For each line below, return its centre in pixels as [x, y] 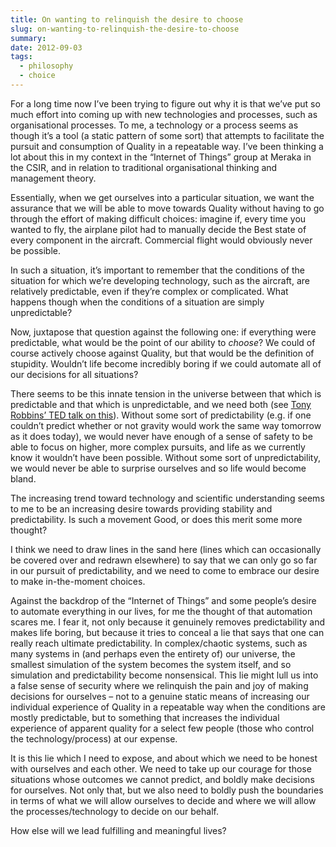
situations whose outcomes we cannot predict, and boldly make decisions [162, 779]
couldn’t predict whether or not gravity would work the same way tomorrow [166, 425]
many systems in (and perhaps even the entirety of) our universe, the [153, 653]
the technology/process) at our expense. [94, 738]
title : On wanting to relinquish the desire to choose [127, 19]
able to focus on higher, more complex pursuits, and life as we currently [158, 447]
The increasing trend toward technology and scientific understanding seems [167, 498]
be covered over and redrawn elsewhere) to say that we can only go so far [164, 560]
